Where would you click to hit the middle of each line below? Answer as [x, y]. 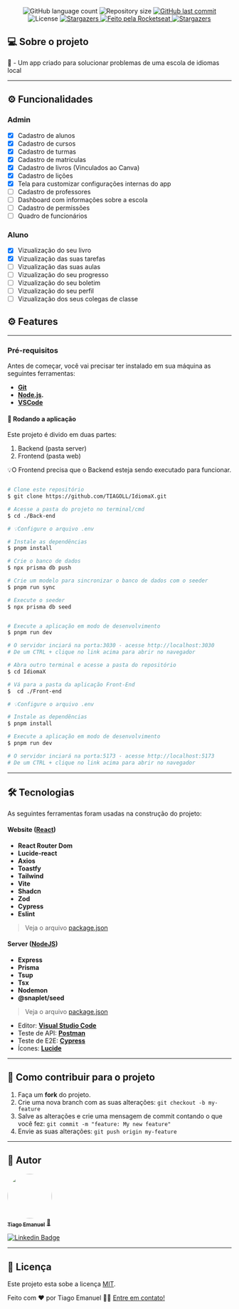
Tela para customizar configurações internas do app [94, 184]
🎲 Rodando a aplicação [42, 418]
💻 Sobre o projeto [48, 42]
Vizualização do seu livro [54, 251]
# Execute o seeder [36, 600]
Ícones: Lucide [39, 1048]
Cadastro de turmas [47, 151]
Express [30, 960]
